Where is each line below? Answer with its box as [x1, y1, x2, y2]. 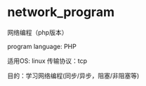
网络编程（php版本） [7, 28, 68, 36]
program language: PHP [7, 42, 77, 50]
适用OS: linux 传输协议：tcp [7, 57, 88, 65]
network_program [7, 4, 114, 20]
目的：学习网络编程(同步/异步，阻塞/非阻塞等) [7, 71, 140, 80]
